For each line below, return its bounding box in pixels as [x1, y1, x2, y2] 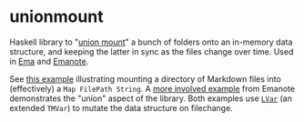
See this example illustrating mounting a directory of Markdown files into [9, 73, 282, 84]
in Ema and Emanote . [9, 56, 89, 66]
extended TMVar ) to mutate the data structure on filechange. [9, 102, 234, 113]
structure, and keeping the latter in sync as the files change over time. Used [9, 46, 294, 56]
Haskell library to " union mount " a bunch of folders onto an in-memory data [9, 36, 293, 47]
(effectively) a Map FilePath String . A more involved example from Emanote [9, 83, 296, 94]
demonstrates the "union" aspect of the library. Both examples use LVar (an [9, 93, 293, 104]
